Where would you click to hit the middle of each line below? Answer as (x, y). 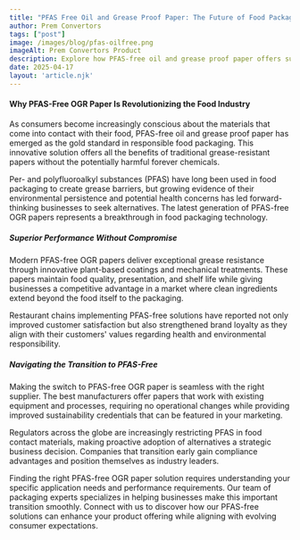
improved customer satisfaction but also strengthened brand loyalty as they (148, 324)
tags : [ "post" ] (37, 34)
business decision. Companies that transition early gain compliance (133, 451)
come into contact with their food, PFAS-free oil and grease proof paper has (149, 133)
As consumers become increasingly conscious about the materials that (140, 124)
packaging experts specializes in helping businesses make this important (144, 497)
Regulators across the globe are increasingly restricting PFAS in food (136, 432)
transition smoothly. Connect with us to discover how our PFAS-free (134, 506)
